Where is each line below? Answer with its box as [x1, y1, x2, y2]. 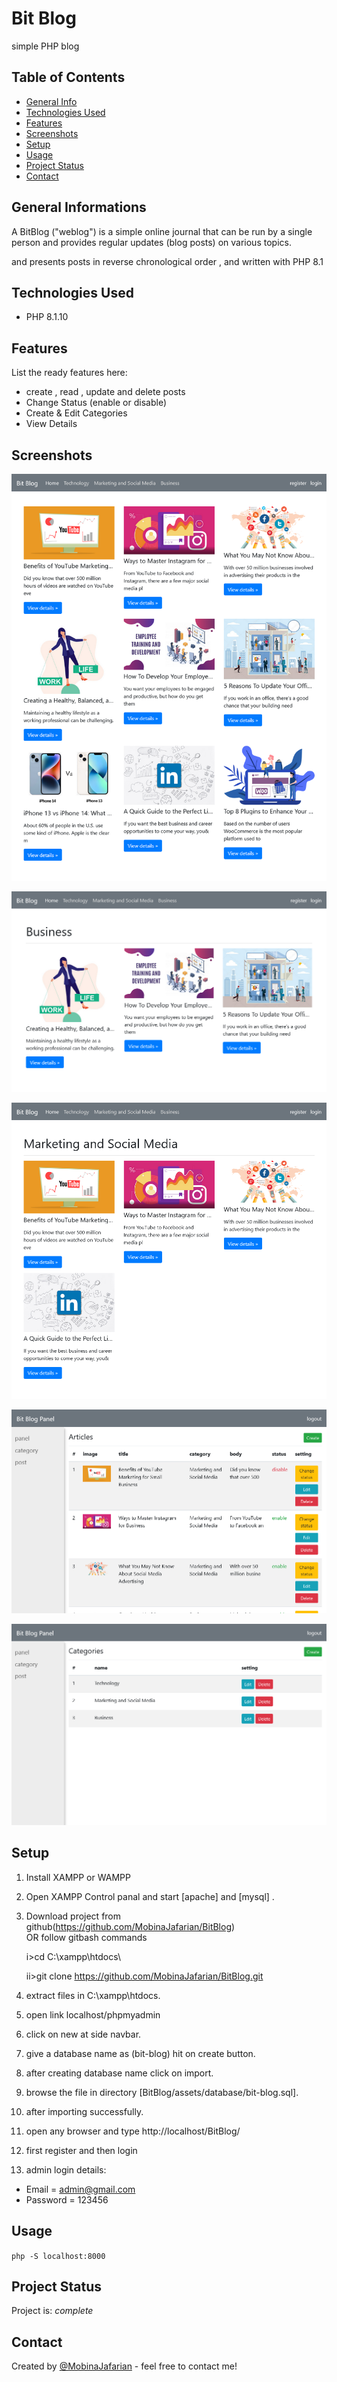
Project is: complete [11, 2305, 94, 2317]
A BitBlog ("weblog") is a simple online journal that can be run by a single [11, 225, 313, 237]
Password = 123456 [25, 2193, 109, 2206]
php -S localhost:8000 [11, 2251, 106, 2261]
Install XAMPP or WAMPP [25, 1871, 131, 1883]
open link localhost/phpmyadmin [25, 2008, 161, 2021]
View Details [25, 418, 78, 430]
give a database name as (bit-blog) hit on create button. [25, 2047, 256, 2059]
